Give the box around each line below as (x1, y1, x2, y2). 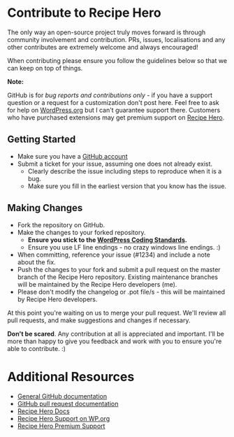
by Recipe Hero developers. (17, 295, 98, 303)
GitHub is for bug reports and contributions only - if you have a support (7, 91, 213, 99)
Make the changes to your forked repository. (17, 228, 146, 236)
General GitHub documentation (17, 392, 107, 400)
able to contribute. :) (7, 344, 66, 352)
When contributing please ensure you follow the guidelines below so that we (7, 56, 228, 64)
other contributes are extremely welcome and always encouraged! (7, 43, 198, 51)
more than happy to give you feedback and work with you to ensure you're (7, 337, 222, 345)
